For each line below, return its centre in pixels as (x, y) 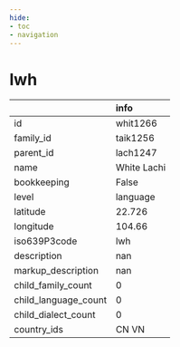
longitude (34, 227)
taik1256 (135, 139)
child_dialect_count (55, 315)
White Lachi (141, 168)
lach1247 (136, 153)
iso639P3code (46, 241)
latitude (30, 212)
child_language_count (60, 300)
